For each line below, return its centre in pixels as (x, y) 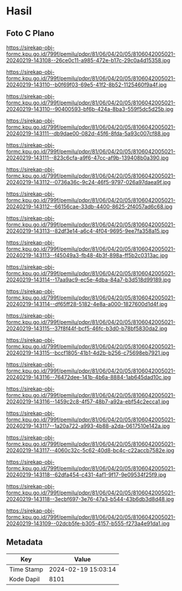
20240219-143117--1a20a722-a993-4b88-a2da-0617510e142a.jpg (88, 426)
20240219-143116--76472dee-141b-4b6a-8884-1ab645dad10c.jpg (89, 377)
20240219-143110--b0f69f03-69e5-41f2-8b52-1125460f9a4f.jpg (87, 85)
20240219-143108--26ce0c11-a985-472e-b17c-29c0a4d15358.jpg (88, 60)
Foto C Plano (30, 33)
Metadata (25, 542)
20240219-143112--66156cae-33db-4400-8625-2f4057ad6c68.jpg (89, 206)
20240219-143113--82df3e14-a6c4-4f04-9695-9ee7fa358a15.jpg (87, 231)
